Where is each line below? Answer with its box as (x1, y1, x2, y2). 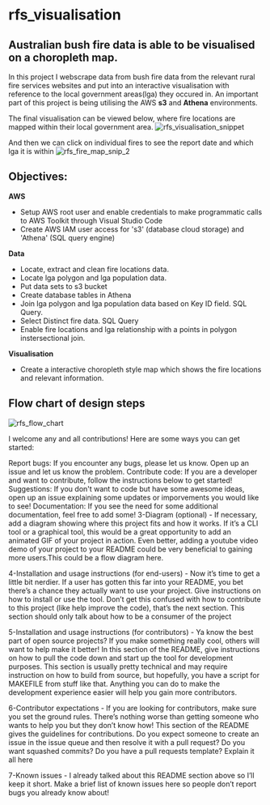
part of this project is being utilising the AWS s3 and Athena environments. (8, 98, 258, 107)
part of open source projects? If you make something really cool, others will (8, 636, 260, 645)
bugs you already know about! (8, 787, 110, 797)
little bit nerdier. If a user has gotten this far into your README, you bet (8, 577, 244, 586)
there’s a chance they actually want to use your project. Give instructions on (8, 586, 261, 595)
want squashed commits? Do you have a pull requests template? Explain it (8, 746, 255, 756)
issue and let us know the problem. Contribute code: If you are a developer (8, 466, 258, 476)
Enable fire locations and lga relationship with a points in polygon (19, 324, 237, 334)
